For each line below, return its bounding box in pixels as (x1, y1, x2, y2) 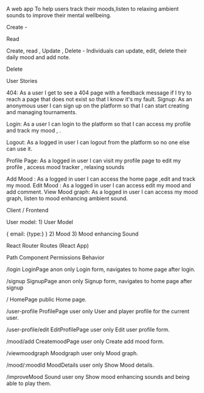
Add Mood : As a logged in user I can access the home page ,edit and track (6, 175, 196, 182)
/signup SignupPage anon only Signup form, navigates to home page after (6, 278, 192, 284)
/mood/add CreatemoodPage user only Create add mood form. (6, 338, 164, 345)
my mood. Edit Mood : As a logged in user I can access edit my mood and (6, 182, 191, 189)
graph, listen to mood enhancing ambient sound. (6, 195, 128, 202)
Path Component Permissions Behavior (6, 254, 105, 261)
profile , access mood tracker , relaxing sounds (6, 164, 125, 170)
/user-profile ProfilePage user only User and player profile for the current (6, 308, 190, 315)
